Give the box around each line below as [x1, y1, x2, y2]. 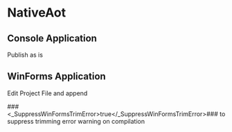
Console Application [7, 32, 97, 44]
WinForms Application [7, 70, 106, 82]
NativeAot [7, 5, 66, 21]
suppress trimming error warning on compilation [7, 117, 145, 125]
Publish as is [7, 50, 44, 59]
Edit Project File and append [7, 88, 88, 97]
